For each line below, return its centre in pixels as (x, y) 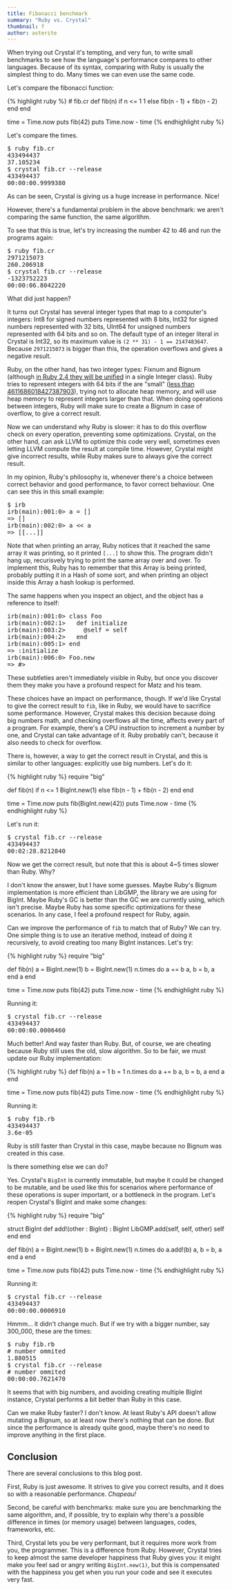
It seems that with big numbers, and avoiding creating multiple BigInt (105, 1392)
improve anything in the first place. (57, 1435)
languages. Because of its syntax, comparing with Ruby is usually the (106, 67)
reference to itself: (33, 603)
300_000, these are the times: (49, 1332)
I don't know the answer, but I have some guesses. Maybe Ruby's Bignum (112, 885)
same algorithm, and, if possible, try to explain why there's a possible (106, 1515)
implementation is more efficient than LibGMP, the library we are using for (112, 893)
